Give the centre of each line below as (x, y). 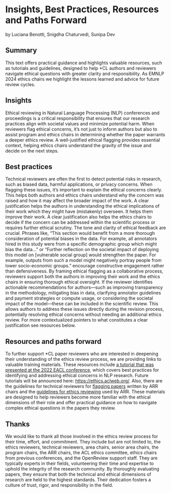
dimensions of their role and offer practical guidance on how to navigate (81, 403)
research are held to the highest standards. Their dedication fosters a (78, 480)
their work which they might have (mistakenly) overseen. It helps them (79, 212)
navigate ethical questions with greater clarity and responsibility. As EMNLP (85, 73)
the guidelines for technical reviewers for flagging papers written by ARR (82, 386)
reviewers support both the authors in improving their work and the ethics (83, 277)
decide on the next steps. (32, 151)
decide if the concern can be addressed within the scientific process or (80, 223)
